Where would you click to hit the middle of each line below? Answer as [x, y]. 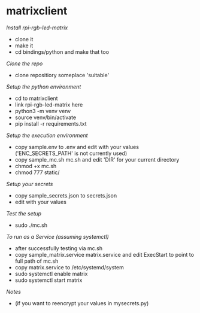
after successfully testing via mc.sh [59, 248]
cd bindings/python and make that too [62, 51]
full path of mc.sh [37, 261]
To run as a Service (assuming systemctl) [57, 236]
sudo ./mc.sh [31, 225]
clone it [24, 39]
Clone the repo [25, 63]
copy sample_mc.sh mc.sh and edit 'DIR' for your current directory [97, 159]
